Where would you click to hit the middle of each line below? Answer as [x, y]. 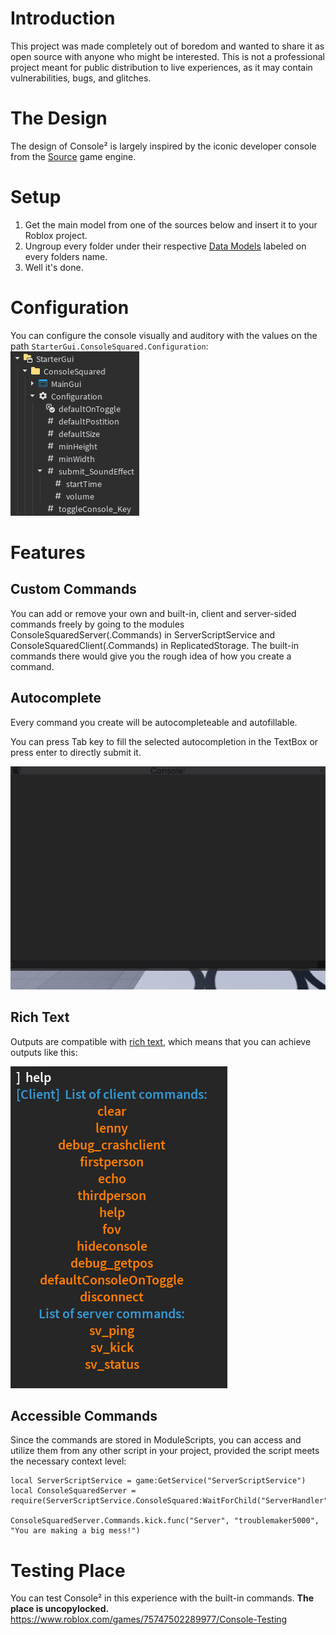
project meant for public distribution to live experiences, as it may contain [161, 67]
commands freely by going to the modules [97, 624]
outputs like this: [44, 1052]
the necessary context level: [68, 1461]
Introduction [63, 18]
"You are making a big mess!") [75, 1531]
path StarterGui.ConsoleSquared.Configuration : [109, 346]
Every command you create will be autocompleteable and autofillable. [154, 722]
